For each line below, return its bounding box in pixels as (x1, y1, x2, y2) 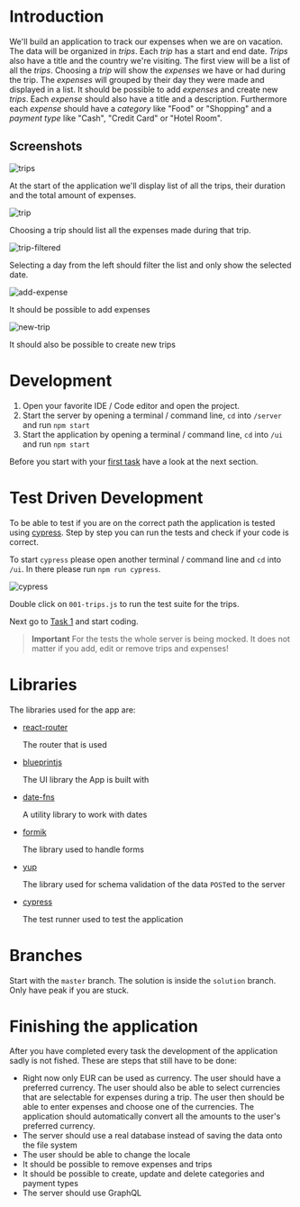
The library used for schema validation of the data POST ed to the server (22, 878, 286, 889)
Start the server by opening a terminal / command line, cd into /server (22, 410, 282, 421)
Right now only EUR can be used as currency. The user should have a (22, 1073, 281, 1084)
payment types (22, 1178, 79, 1189)
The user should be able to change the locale (22, 1149, 191, 1160)
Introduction (9, 6, 105, 27)
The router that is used (22, 739, 108, 749)
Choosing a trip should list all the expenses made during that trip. (9, 224, 251, 235)
